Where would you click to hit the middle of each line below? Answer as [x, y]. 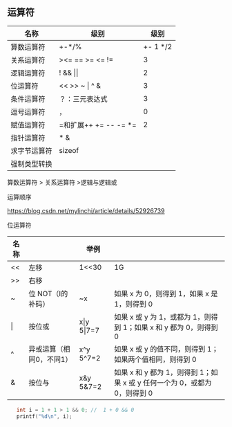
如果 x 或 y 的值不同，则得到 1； [166, 349]
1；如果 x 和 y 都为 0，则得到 [171, 327]
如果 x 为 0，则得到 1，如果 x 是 [166, 293]
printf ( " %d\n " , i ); [44, 416]
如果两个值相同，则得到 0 [155, 359]
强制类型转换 [32, 163]
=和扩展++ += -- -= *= [98, 125]
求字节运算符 [32, 151]
